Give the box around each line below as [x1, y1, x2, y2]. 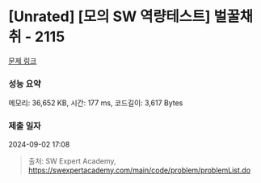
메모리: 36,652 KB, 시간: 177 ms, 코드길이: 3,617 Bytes [8, 98, 183, 108]
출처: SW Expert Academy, [27, 155, 116, 166]
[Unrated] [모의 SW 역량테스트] [8, 7, 211, 26]
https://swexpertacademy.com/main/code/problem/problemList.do [27, 165, 251, 175]
